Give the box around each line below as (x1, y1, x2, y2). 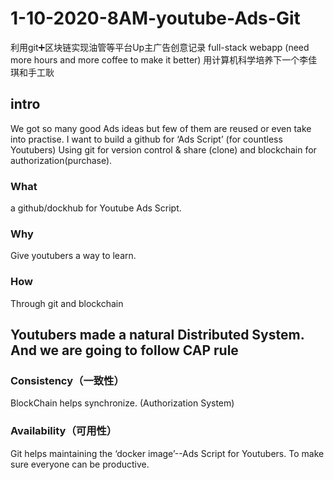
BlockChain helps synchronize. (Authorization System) (10, 397, 235, 409)
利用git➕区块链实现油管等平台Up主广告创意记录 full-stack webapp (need (10, 41, 310, 53)
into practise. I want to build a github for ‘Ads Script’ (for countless (10, 133, 283, 145)
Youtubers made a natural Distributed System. (10, 327, 305, 344)
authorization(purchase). (10, 154, 113, 166)
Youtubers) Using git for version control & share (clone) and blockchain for (10, 143, 317, 156)
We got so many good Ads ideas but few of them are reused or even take (10, 122, 312, 134)
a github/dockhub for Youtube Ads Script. (10, 202, 182, 214)
